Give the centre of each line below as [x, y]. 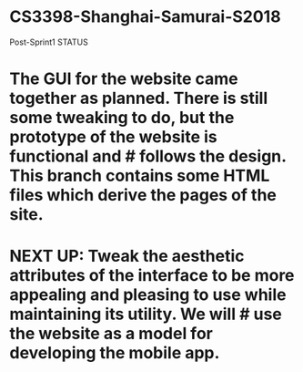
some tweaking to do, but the [122, 118]
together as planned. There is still [139, 98]
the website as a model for [111, 334]
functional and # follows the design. [148, 156]
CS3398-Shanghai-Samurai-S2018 [145, 17]
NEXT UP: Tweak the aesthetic [127, 256]
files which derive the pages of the [143, 196]
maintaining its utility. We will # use [146, 314]
